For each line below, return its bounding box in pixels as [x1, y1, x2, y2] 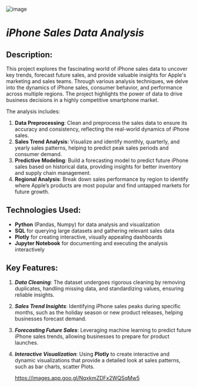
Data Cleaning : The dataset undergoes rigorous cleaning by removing [14, 279, 186, 286]
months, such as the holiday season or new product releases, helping [14, 309, 183, 316]
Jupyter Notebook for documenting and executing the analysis [14, 239, 168, 247]
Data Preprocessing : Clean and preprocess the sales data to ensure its [14, 120, 188, 126]
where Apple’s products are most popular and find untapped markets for [14, 182, 190, 188]
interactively [14, 246, 45, 253]
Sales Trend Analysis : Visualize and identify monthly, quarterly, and [14, 138, 180, 145]
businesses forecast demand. [14, 315, 87, 322]
